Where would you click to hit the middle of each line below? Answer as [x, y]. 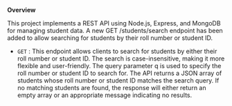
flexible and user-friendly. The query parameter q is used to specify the [119, 66]
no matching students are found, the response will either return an [111, 88]
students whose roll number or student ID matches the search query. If [118, 81]
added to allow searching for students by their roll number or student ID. [110, 38]
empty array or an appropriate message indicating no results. [105, 95]
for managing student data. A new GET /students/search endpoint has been [115, 31]
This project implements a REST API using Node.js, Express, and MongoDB [114, 23]
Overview [21, 10]
